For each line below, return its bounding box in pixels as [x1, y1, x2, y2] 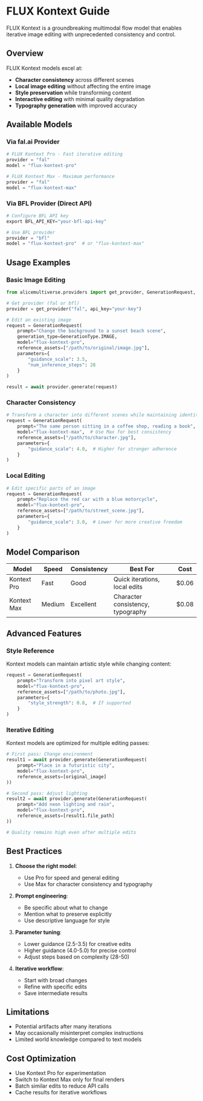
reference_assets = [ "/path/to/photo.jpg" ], [17, 689, 126, 695]
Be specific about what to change [24, 904, 108, 911]
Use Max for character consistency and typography [24, 880, 153, 888]
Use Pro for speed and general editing [24, 874, 120, 881]
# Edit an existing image [6, 317, 71, 323]
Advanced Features [6, 628, 82, 638]
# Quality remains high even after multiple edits [6, 829, 137, 835]
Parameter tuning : [14, 928, 62, 936]
